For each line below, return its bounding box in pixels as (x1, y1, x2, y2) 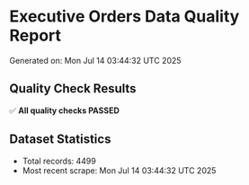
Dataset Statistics (9, 132, 111, 147)
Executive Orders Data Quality (9, 6, 240, 27)
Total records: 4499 (22, 155, 96, 166)
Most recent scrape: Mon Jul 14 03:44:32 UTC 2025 (22, 164, 217, 176)
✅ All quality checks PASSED (9, 105, 120, 116)
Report (9, 25, 61, 46)
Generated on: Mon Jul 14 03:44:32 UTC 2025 (9, 55, 182, 66)
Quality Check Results (9, 81, 137, 96)
